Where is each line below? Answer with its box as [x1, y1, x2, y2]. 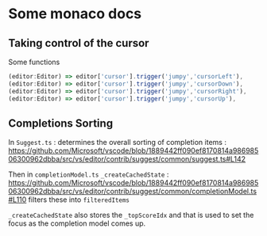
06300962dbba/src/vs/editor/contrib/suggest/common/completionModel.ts [8, 187, 257, 196]
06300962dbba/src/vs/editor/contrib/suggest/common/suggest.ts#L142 [8, 154, 246, 164]
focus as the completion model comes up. [8, 219, 146, 228]
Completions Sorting [8, 116, 114, 130]
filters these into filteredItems [28, 195, 130, 204]
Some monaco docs [8, 5, 142, 23]
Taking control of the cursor [8, 36, 149, 50]
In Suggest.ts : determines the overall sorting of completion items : [8, 138, 226, 147]
